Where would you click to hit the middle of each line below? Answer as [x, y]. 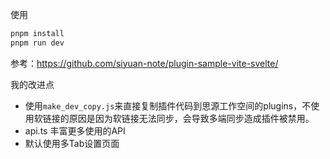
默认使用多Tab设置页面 [72, 143]
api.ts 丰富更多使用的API [75, 130]
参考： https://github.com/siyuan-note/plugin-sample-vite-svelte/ [144, 63]
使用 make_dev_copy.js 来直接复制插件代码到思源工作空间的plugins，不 [168, 105]
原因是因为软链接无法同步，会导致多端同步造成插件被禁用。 [191, 118]
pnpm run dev [37, 43]
